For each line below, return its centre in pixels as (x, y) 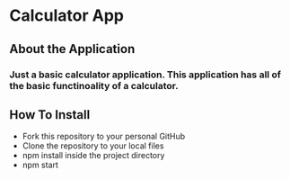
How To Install (50, 115)
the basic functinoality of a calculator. (94, 85)
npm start (40, 165)
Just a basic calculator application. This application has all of (145, 75)
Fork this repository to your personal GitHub (104, 137)
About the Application (72, 49)
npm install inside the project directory (93, 156)
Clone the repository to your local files (93, 146)
